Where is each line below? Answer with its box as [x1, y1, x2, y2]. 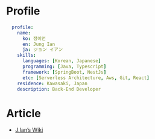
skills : [17, 53, 36, 59]
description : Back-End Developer [17, 86, 101, 92]
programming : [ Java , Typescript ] [22, 63, 107, 70]
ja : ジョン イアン [22, 47, 63, 53]
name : [17, 30, 31, 36]
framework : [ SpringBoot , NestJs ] [22, 69, 107, 75]
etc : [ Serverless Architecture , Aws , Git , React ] [22, 74, 150, 81]
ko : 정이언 [22, 35, 46, 42]
